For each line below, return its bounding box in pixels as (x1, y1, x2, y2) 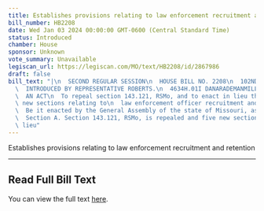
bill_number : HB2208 (8, 19, 76, 27)
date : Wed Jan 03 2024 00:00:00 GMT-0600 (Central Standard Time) (8, 26, 230, 34)
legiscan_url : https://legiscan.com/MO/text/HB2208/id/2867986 (8, 63, 220, 71)
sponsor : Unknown (8, 48, 65, 56)
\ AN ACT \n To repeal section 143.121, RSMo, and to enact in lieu (15, 92, 247, 100)
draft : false (8, 70, 51, 78)
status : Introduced (8, 33, 72, 42)
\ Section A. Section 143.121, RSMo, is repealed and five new (15, 114, 230, 122)
